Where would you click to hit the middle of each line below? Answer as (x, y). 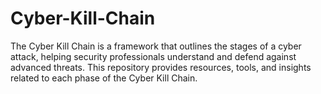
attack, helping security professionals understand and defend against (153, 56)
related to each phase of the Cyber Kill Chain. (104, 78)
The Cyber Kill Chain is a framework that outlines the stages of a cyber (156, 46)
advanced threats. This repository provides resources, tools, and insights (161, 67)
